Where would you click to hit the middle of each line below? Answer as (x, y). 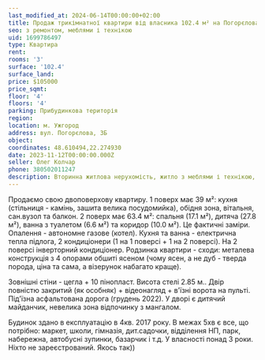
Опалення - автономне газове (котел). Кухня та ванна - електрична (122, 233)
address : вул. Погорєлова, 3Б (58, 133)
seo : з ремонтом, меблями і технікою (70, 30)
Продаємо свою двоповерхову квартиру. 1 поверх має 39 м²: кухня (123, 199)
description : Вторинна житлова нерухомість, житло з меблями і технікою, (132, 177)
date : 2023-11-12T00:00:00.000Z (61, 155)
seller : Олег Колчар (42, 163)
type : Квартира (33, 45)
